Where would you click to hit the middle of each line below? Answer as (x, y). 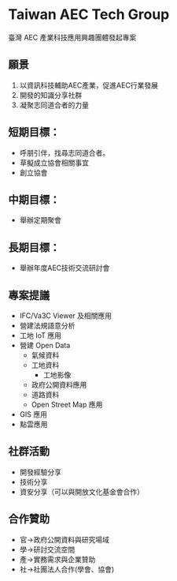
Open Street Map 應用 (67, 405)
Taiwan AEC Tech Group (89, 15)
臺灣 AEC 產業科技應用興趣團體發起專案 (72, 37)
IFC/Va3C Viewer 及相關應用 (66, 316)
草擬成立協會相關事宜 (54, 163)
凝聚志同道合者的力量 (54, 105)
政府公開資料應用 (59, 385)
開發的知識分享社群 (51, 95)
